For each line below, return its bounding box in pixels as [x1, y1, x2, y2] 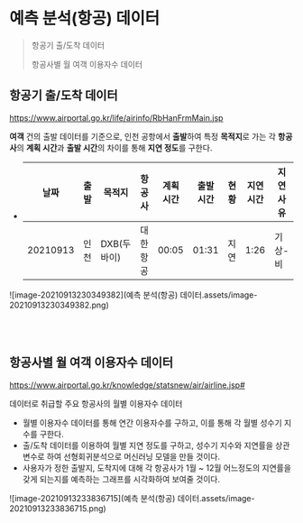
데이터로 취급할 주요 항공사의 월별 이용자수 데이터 [9, 398, 183, 408]
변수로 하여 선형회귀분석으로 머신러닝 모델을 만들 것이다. [22, 451, 221, 462]
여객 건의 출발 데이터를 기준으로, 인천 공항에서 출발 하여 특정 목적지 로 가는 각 [9, 131, 277, 142]
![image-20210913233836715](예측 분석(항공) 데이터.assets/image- [9, 492, 255, 503]
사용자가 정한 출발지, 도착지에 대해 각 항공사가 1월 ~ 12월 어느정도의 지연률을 [22, 462, 291, 473]
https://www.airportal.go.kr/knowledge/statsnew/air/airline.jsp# [9, 380, 245, 390]
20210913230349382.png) [9, 299, 110, 310]
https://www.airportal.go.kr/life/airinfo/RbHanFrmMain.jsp [9, 112, 224, 123]
